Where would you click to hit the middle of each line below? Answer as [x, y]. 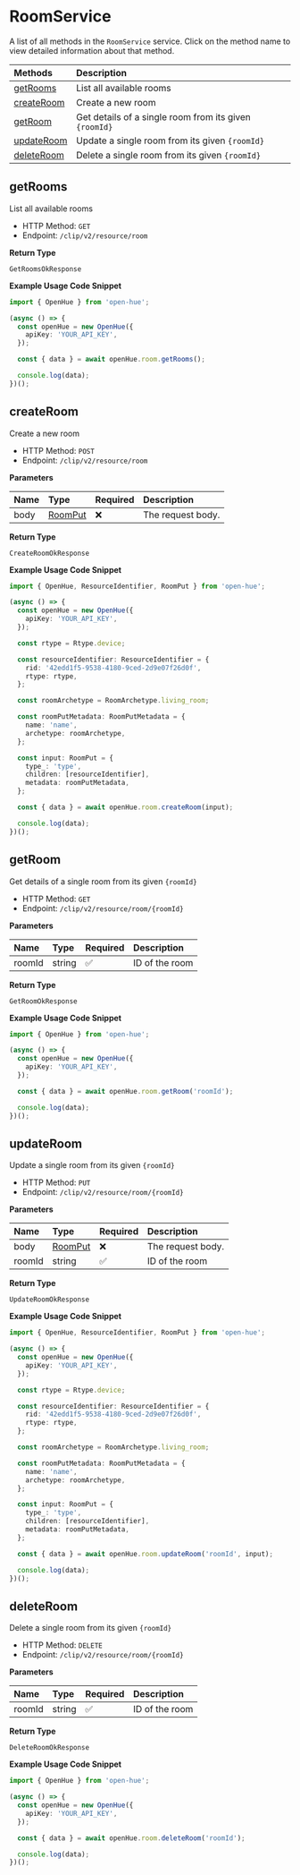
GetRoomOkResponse [43, 1001]
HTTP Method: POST [58, 450]
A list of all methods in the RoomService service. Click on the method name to [150, 41]
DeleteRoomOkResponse [50, 1748]
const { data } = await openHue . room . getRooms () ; [111, 360]
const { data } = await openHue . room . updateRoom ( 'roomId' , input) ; [146, 1554]
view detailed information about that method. [92, 50]
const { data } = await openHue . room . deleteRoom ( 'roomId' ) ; [131, 1838]
